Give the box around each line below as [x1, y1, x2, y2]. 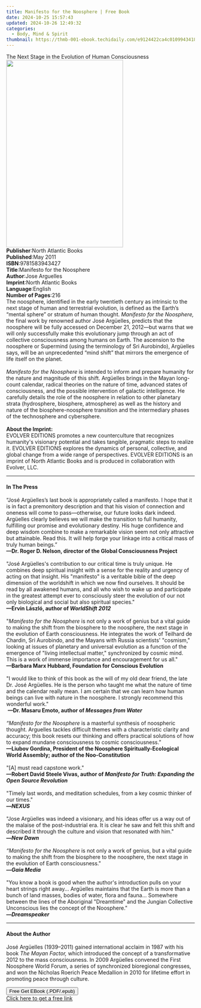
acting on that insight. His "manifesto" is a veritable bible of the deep [6, 573, 176, 580]
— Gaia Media [6, 866, 41, 874]
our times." [6, 796, 33, 803]
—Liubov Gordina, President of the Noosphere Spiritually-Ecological [6, 745, 179, 752]
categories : [6, 25, 36, 32]
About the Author [6, 930, 51, 937]
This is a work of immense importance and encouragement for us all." [6, 656, 178, 663]
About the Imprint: [6, 425, 53, 433]
